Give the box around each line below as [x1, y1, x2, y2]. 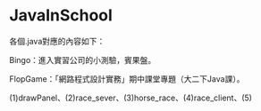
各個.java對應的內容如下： [9, 36, 105, 46]
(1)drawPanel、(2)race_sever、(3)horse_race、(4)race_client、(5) [9, 92, 253, 103]
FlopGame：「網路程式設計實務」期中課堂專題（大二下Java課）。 [9, 73, 245, 84]
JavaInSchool [9, 5, 114, 26]
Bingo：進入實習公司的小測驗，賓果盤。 [9, 54, 156, 65]
